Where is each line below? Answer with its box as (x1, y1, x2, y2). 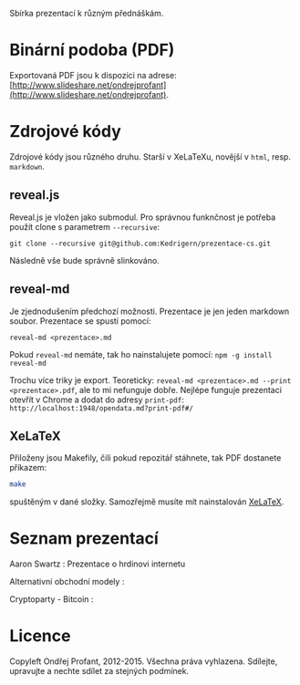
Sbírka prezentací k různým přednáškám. (9, 8, 164, 18)
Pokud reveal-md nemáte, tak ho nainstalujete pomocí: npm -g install (9, 348, 273, 359)
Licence (9, 626, 71, 647)
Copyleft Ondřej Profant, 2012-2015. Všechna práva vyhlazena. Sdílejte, (9, 656, 278, 667)
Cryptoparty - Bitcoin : (9, 594, 94, 605)
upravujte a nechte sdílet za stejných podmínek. (9, 666, 190, 677)
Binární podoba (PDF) (9, 40, 175, 60)
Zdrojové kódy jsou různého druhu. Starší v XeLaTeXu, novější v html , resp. (9, 150, 292, 162)
